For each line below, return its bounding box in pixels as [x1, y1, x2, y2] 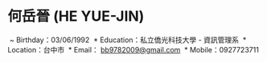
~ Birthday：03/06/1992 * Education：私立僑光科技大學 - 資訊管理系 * [9, 35, 247, 45]
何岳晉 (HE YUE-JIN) [7, 7, 145, 25]
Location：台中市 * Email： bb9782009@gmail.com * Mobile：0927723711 [7, 45, 259, 54]
